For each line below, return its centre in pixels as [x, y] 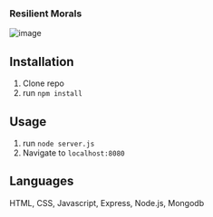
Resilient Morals [46, 14]
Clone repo [44, 83]
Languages [42, 181]
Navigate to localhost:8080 [73, 153]
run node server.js [58, 143]
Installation [42, 61]
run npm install [53, 93]
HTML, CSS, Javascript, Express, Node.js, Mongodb [107, 203]
